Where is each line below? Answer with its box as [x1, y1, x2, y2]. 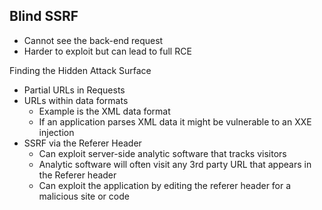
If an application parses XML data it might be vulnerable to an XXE [38, 115, 312, 128]
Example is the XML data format [38, 105, 171, 117]
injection [38, 126, 75, 138]
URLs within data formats [23, 94, 129, 106]
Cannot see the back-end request [23, 34, 164, 46]
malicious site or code [38, 190, 130, 202]
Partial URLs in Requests [23, 84, 126, 96]
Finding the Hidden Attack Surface [9, 64, 152, 76]
